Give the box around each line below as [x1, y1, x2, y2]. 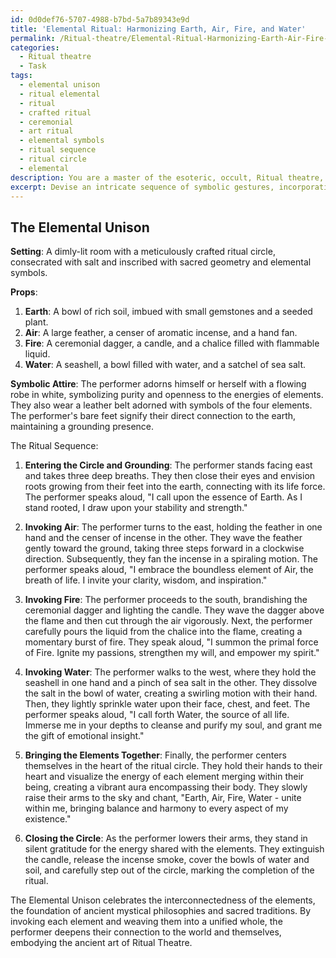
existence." [24, 813, 72, 825]
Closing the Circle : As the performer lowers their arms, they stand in [24, 832, 308, 845]
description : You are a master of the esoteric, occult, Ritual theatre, [10, 172, 325, 183]
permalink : [10, 33, 56, 43]
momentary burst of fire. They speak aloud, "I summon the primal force [24, 636, 319, 648]
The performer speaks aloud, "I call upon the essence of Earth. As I [24, 491, 303, 503]
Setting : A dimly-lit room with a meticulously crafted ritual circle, [10, 246, 276, 258]
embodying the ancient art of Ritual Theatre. [10, 937, 193, 949]
